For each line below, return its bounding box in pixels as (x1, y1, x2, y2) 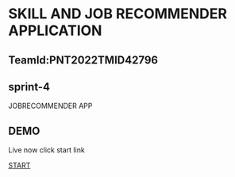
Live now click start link (8, 145, 85, 155)
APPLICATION (8, 21, 102, 40)
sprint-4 (8, 80, 50, 94)
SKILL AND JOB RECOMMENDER (8, 5, 228, 23)
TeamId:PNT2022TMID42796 (8, 53, 159, 67)
